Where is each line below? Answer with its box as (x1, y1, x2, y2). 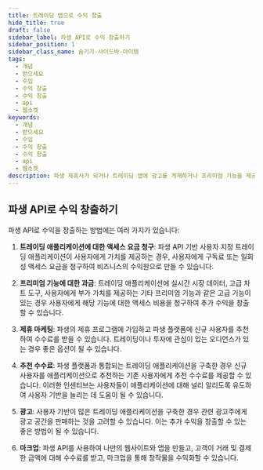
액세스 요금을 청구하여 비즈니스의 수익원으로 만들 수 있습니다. (27, 261, 214, 271)
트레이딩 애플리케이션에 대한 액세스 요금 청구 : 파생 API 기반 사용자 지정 (19, 242, 233, 251)
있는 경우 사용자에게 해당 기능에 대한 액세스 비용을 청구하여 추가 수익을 (19, 297, 235, 307)
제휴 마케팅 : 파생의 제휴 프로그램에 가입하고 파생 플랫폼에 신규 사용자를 (19, 324, 235, 333)
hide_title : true (8, 19, 65, 27)
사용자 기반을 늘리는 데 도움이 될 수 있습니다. (27, 390, 164, 399)
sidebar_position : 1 (8, 41, 76, 49)
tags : (8, 56, 26, 64)
